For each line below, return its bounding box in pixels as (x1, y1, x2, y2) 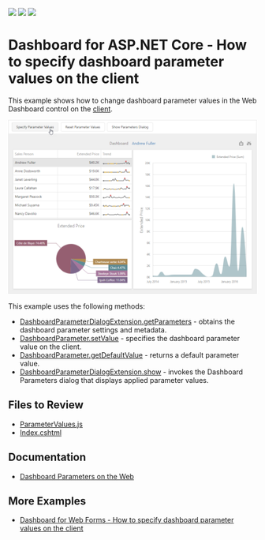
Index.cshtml (19, 427, 62, 437)
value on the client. (19, 342, 82, 351)
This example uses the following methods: (8, 302, 146, 311)
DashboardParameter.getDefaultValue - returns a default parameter (19, 351, 239, 360)
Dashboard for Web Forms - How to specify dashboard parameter (19, 516, 234, 525)
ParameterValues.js (19, 419, 83, 429)
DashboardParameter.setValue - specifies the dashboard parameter (19, 334, 241, 343)
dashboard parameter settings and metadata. (19, 325, 167, 335)
